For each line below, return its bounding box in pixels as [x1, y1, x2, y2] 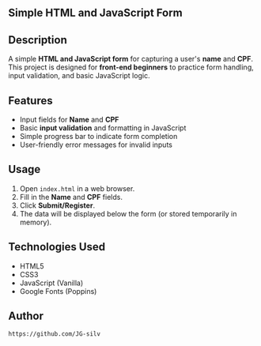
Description [8, 33, 67, 47]
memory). [19, 217, 52, 227]
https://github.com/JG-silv [8, 330, 101, 338]
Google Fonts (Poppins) [19, 286, 97, 295]
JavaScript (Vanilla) [19, 278, 84, 288]
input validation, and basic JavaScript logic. [8, 71, 150, 81]
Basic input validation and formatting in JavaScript [19, 123, 187, 133]
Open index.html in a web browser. [19, 183, 135, 193]
